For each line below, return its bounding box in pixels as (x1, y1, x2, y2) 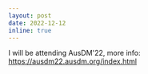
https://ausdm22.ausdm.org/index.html (8, 56, 138, 66)
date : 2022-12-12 (8, 19, 66, 27)
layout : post (8, 11, 52, 20)
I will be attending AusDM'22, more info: (8, 49, 141, 58)
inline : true (8, 26, 52, 34)
